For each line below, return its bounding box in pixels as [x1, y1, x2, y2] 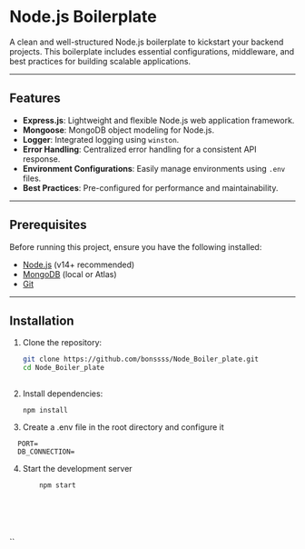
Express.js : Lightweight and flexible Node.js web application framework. [22, 115, 295, 125]
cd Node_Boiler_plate [22, 364, 104, 373]
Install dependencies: [22, 388, 103, 399]
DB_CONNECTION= [17, 447, 75, 456]
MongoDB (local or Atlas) [22, 268, 117, 279]
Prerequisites [9, 217, 87, 233]
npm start [39, 481, 76, 490]
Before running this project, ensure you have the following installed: [9, 241, 262, 252]
